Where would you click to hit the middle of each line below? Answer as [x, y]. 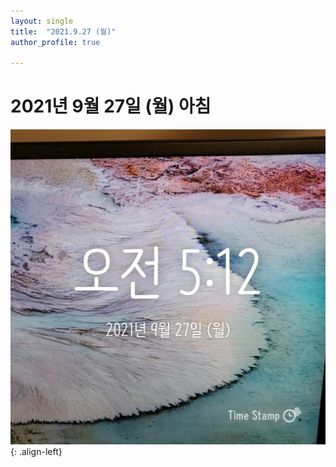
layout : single [42, 21]
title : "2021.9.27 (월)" [63, 31]
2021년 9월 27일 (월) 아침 [111, 106]
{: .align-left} [36, 452]
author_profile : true [55, 42]
